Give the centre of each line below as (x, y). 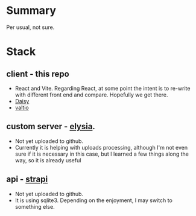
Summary (31, 11)
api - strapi (27, 179)
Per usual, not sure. (30, 27)
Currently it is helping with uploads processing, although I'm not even (101, 147)
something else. (35, 206)
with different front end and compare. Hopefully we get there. (91, 95)
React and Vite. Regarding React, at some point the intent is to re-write (103, 88)
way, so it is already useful (48, 160)
